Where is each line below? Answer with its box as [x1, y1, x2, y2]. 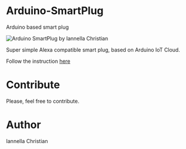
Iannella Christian [6, 137, 48, 144]
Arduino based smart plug [6, 23, 69, 31]
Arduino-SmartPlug [6, 4, 104, 18]
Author [6, 118, 41, 131]
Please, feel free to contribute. [6, 97, 80, 104]
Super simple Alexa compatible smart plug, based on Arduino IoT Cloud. [6, 46, 180, 53]
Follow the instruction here [6, 57, 70, 65]
